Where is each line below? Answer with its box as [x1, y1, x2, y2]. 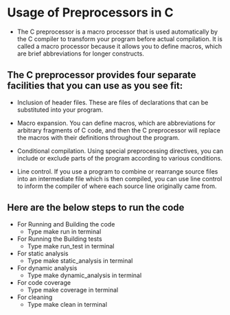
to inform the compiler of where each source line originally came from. [16, 182, 217, 190]
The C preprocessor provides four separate [7, 69, 197, 81]
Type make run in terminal [27, 227, 102, 235]
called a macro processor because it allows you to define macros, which [16, 42, 222, 50]
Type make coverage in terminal [27, 285, 119, 294]
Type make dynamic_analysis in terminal [27, 271, 142, 279]
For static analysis [16, 249, 69, 257]
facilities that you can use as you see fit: [7, 80, 183, 92]
